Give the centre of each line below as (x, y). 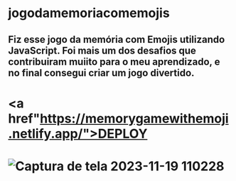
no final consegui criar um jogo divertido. (101, 73)
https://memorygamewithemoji (134, 118)
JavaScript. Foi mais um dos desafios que (102, 50)
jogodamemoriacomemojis (89, 13)
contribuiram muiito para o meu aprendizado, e (114, 62)
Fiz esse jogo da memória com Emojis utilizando (117, 40)
